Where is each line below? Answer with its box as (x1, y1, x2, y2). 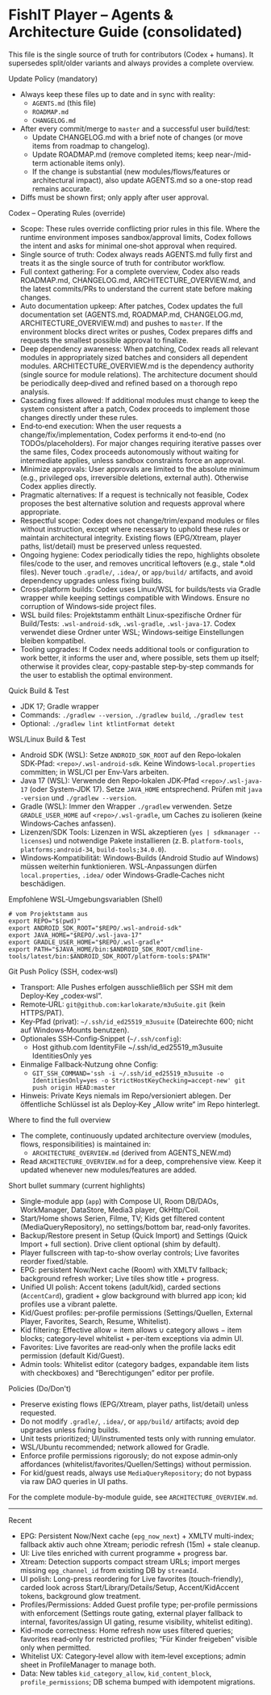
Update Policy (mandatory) (8, 74, 98, 83)
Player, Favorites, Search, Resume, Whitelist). (19, 1316, 171, 1326)
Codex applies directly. (19, 481, 97, 490)
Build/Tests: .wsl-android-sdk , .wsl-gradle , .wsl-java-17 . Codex (19, 618, 236, 628)
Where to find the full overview (8, 1115, 111, 1125)
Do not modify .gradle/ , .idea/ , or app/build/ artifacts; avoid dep (19, 1416, 240, 1426)
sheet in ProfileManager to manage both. (19, 1659, 156, 1669)
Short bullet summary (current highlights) (8, 1180, 146, 1190)
